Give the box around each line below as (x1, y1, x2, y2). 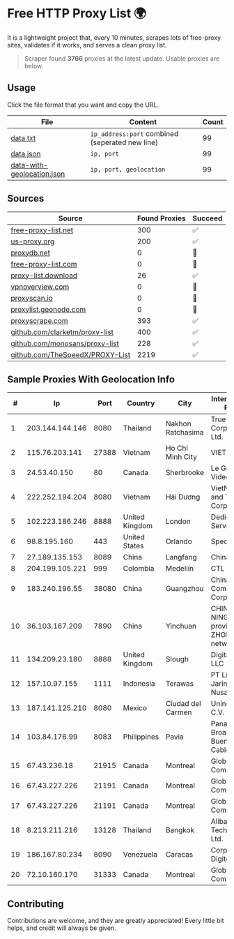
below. (24, 61, 44, 70)
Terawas (166, 679, 194, 689)
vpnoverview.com (10, 282, 70, 292)
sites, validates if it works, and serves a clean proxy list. (7, 40, 167, 49)
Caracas (166, 850, 194, 859)
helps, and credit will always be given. (7, 924, 116, 932)
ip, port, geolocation (90, 165, 166, 173)
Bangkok (166, 825, 195, 835)
